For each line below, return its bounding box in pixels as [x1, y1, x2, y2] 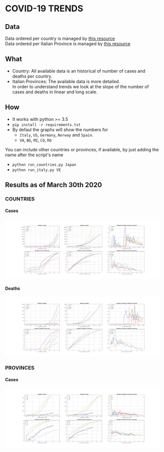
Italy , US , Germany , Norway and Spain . [19, 132, 94, 138]
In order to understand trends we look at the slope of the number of [12, 84, 149, 89]
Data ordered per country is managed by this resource [5, 35, 115, 41]
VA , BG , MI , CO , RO [19, 137, 52, 143]
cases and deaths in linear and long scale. [12, 89, 98, 95]
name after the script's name [5, 152, 64, 158]
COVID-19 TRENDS [5, 3, 83, 14]
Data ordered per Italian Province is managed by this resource [5, 41, 131, 47]
